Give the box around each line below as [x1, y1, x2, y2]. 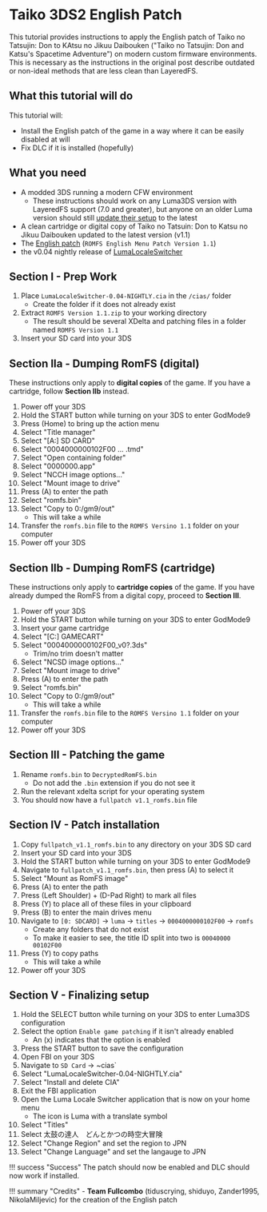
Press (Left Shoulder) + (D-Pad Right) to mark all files [20, 890, 197, 900]
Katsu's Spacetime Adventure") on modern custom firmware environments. [9, 49, 257, 58]
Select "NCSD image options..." [20, 657, 125, 667]
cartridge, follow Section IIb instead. [9, 386, 130, 397]
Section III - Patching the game [9, 748, 165, 762]
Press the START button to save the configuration [20, 1043, 184, 1053]
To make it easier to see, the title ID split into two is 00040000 [32, 933, 231, 943]
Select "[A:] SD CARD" [20, 436, 95, 445]
